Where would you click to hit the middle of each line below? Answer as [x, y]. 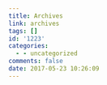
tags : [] [23, 31]
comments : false [36, 62]
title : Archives [36, 16]
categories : [28, 46]
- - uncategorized [47, 53]
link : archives [34, 23]
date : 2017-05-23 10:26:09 [54, 69]
